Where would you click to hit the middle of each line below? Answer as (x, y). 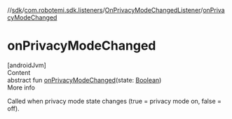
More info (21, 87)
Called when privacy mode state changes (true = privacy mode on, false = (115, 101)
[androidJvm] (27, 65)
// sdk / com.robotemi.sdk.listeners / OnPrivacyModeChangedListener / (105, 10)
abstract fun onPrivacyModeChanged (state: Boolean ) (84, 80)
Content (19, 72)
